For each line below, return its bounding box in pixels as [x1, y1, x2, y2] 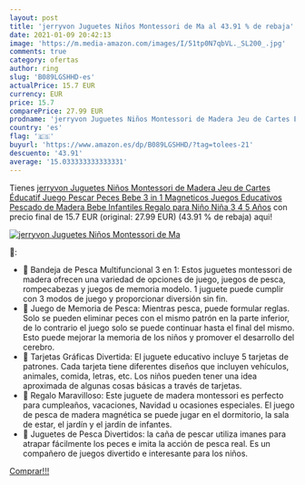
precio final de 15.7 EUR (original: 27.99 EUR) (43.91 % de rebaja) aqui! [9, 211, 273, 222]
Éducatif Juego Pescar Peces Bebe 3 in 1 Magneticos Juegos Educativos [9, 192, 283, 203]
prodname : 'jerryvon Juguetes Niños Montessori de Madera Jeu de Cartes [9, 115, 290, 124]
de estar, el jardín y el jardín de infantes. [22, 419, 172, 429]
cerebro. [22, 341, 55, 352]
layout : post [9, 13, 59, 23]
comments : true [9, 47, 67, 56]
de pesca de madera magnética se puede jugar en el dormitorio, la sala [22, 409, 290, 419]
